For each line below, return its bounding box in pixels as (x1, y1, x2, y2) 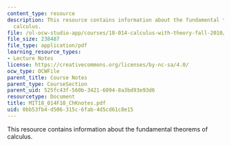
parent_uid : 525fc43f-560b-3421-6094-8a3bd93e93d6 (7, 87, 155, 94)
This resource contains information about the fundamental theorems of (7, 125, 208, 133)
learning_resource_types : (7, 49, 81, 56)
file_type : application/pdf (7, 42, 88, 49)
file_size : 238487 (7, 36, 60, 43)
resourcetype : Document (7, 94, 76, 101)
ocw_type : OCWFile (7, 67, 60, 74)
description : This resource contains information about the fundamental (7, 17, 220, 23)
